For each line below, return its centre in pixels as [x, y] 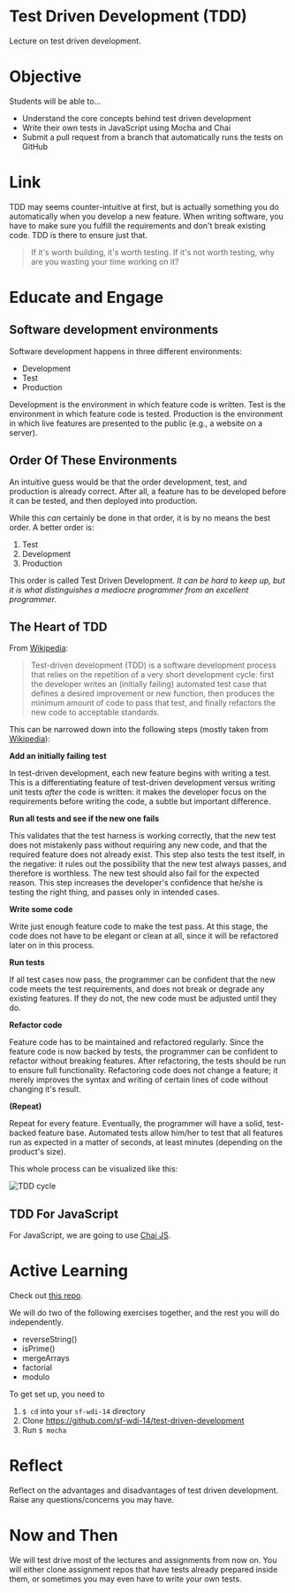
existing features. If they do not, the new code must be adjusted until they [143, 999]
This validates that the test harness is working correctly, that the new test [143, 836]
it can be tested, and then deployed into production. [103, 500]
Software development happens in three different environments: [126, 351]
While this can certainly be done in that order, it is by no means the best [140, 518]
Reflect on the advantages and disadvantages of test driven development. [144, 1490]
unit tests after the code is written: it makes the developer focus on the [138, 792]
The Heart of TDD [58, 627]
